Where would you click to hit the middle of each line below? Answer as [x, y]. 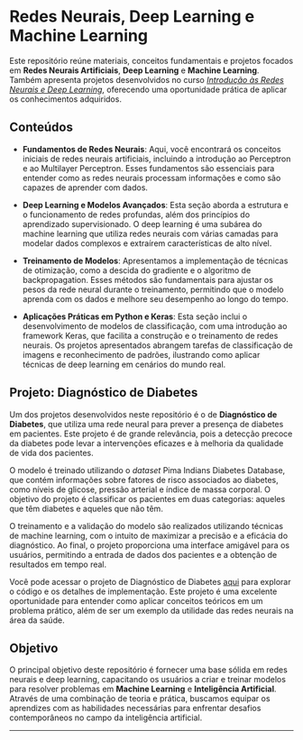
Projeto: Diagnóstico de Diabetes [104, 393]
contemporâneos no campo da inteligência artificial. [106, 717]
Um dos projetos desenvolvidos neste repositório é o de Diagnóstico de [143, 414]
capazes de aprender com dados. [85, 187]
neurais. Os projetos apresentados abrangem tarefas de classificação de [157, 345]
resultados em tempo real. [58, 564]
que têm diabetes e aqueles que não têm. [87, 508]
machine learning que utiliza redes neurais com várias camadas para [150, 233]
